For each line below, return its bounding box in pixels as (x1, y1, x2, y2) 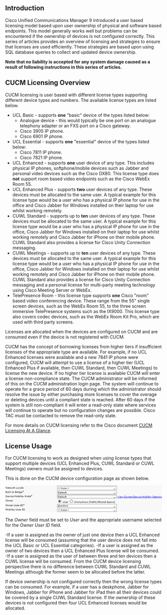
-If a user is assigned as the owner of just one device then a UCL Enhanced (5, 532, 160, 538)
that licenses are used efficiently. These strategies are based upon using (5, 43, 154, 49)
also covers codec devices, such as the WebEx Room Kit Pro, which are (12, 313, 160, 319)
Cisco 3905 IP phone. (19, 128, 65, 134)
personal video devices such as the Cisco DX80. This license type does (12, 170, 159, 176)
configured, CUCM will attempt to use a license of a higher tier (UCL (5, 359, 145, 365)
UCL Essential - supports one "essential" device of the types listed (12, 138, 150, 144)
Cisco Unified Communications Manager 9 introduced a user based (5, 17, 143, 23)
